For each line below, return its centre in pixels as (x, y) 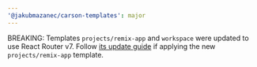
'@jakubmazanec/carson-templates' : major (77, 15)
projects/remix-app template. (56, 54)
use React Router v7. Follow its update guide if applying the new (111, 46)
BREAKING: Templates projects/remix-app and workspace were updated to (128, 38)
